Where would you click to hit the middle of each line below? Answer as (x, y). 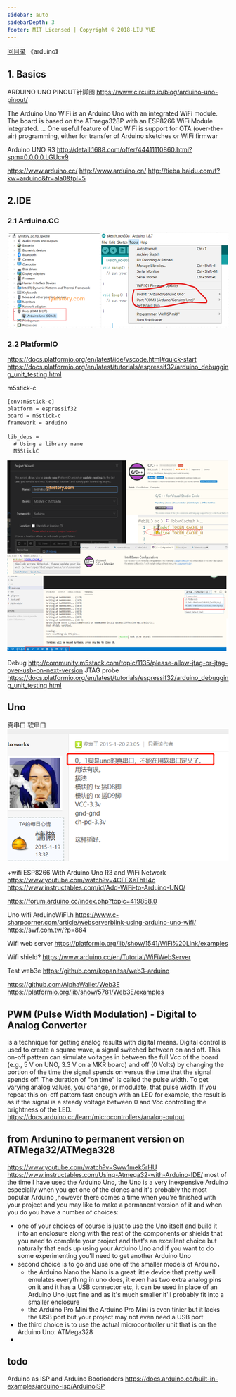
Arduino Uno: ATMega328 (55, 1331)
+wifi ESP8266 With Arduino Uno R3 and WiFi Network (87, 873)
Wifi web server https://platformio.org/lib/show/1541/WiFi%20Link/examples (118, 944)
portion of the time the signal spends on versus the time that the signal (110, 1072)
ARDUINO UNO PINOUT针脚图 (51, 92)
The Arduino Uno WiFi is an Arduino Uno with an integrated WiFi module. (112, 113)
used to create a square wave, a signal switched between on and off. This (114, 1050)
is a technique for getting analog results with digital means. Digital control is (117, 1042)
